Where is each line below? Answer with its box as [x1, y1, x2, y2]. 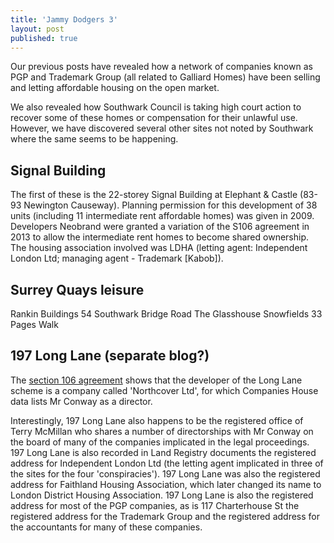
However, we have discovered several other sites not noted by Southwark [10, 122, 314, 135]
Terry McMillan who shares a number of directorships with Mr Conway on [10, 425, 314, 437]
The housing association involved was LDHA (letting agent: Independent [10, 242, 308, 254]
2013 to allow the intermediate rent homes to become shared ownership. [10, 231, 309, 243]
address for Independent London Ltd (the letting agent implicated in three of [10, 457, 324, 469]
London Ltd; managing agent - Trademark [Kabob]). [10, 252, 224, 265]
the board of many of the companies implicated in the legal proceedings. [10, 436, 310, 448]
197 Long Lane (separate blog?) [10, 347, 210, 365]
